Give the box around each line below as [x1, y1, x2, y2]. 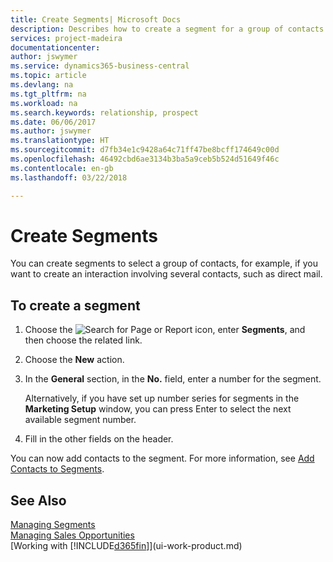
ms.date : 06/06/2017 [10, 117, 97, 127]
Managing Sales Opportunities [10, 529, 135, 541]
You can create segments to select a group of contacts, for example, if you [10, 257, 318, 270]
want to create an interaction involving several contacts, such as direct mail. [10, 268, 323, 280]
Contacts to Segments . [10, 463, 105, 475]
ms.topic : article [10, 71, 87, 81]
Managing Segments [10, 519, 96, 531]
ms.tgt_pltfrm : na [10, 89, 87, 99]
